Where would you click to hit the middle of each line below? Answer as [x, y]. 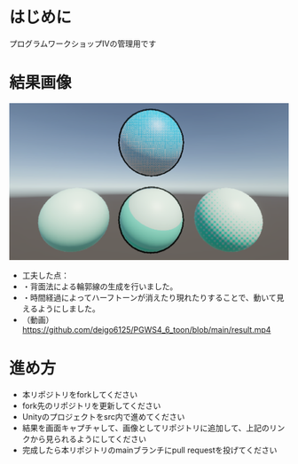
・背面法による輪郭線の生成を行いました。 [100, 286]
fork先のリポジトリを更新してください [91, 405]
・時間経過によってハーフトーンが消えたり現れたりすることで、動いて [149, 297]
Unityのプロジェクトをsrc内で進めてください [103, 416]
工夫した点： [45, 275]
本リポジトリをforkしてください [80, 394]
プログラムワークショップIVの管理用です [83, 43]
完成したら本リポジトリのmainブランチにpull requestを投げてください [149, 450]
